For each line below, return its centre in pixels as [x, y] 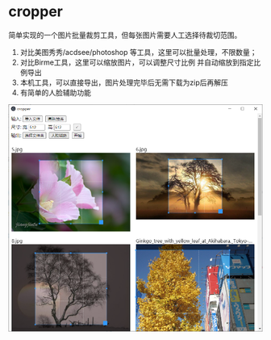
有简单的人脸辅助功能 [55, 92]
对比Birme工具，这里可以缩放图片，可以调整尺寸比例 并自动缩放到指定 [137, 62]
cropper [35, 12]
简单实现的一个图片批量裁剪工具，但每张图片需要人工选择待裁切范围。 [125, 35]
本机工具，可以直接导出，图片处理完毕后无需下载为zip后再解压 [124, 82]
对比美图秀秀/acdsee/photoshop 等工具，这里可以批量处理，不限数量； [138, 52]
